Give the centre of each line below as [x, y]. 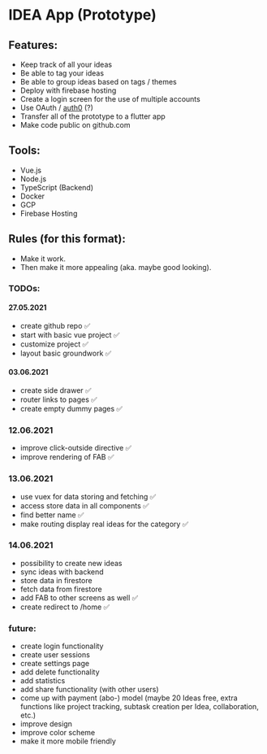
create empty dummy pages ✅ [71, 408]
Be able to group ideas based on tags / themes [98, 82]
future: [22, 628]
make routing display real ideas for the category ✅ [104, 524]
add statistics [43, 681]
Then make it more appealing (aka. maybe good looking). [116, 267]
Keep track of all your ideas [66, 64]
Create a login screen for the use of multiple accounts [110, 99]
